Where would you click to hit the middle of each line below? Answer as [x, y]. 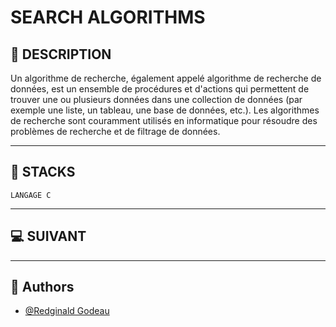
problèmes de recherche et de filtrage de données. [115, 131]
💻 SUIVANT [48, 236]
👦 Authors [42, 287]
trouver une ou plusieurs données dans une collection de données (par [156, 99]
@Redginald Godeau [67, 311]
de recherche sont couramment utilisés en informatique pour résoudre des [164, 120]
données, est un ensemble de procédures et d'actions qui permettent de [160, 89]
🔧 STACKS [43, 172]
